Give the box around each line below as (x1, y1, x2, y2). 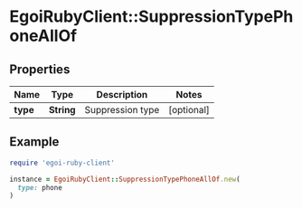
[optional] (168, 104, 211, 116)
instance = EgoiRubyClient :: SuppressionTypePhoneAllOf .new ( (9, 175, 241, 184)
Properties (9, 61, 71, 77)
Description (96, 89, 148, 100)
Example (9, 134, 60, 150)
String (48, 104, 76, 116)
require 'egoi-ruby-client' (9, 158, 116, 167)
